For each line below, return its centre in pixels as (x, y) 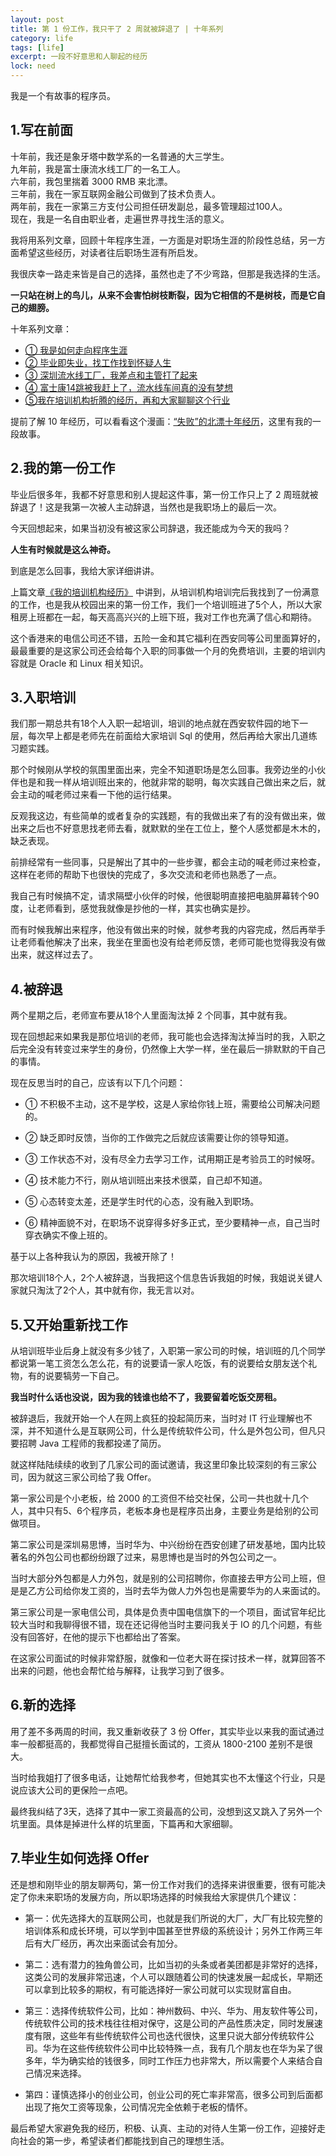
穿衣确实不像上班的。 (68, 1235)
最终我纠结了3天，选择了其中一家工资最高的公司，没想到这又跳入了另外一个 (166, 1811)
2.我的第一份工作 (63, 468)
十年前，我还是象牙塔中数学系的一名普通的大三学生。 (120, 156)
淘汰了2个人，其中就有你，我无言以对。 (118, 1290)
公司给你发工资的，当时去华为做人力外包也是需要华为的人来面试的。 (185, 1591)
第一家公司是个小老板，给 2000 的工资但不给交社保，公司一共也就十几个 (159, 1498)
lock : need (33, 66)
